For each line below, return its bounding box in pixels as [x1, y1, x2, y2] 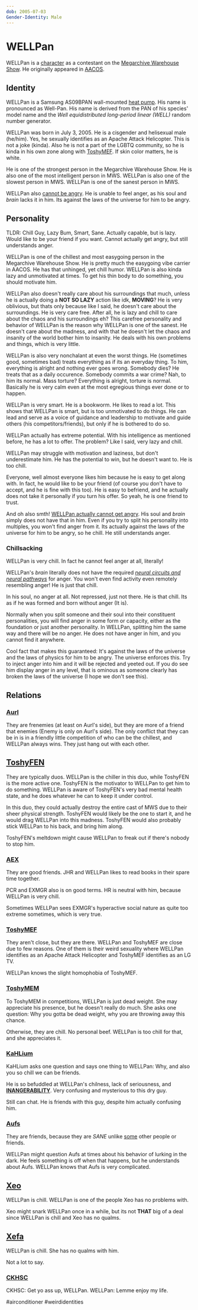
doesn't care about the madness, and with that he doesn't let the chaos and [6, 328, 191, 335]
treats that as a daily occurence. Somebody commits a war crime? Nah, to [6, 371, 186, 378]
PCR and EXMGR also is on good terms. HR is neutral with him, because [6, 887, 181, 894]
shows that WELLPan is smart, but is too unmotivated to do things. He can [6, 408, 187, 415]
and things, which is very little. [6, 341, 80, 348]
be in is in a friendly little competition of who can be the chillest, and [6, 734, 173, 741]
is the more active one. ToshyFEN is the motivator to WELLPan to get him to [6, 779, 190, 786]
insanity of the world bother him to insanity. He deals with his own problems [6, 334, 191, 341]
